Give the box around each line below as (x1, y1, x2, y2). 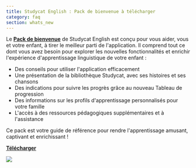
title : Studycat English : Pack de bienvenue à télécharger (6, 8, 156, 15)
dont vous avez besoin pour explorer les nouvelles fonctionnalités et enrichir (6, 48, 190, 55)
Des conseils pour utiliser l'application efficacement (14, 66, 140, 73)
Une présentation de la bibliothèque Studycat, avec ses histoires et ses (14, 72, 186, 79)
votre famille (14, 103, 45, 110)
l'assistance (14, 116, 44, 123)
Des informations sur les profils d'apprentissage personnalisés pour (14, 97, 178, 104)
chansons (14, 78, 39, 85)
